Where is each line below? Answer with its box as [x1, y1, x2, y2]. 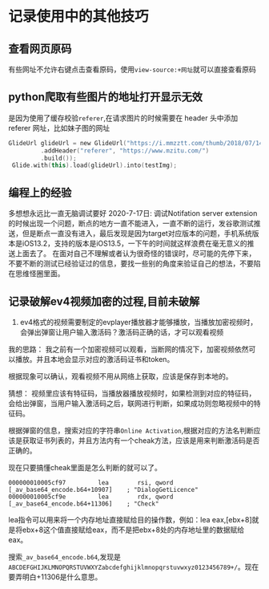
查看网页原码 [8, 42, 72, 55]
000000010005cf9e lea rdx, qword [8, 493, 174, 501]
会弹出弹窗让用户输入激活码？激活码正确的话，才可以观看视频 [19, 327, 224, 337]
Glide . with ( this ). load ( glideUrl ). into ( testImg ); [11, 161, 178, 169]
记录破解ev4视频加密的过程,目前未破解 [8, 294, 200, 308]
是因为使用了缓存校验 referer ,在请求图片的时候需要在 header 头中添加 [8, 113, 239, 123]
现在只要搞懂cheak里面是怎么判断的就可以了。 [8, 462, 163, 472]
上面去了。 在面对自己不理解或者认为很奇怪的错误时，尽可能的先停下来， [14, 249, 256, 258]
